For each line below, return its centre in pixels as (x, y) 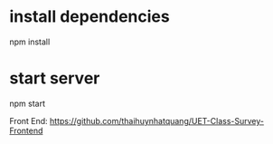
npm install (30, 42)
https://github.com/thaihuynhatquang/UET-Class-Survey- (157, 120)
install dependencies (89, 17)
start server (55, 78)
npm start (28, 103)
